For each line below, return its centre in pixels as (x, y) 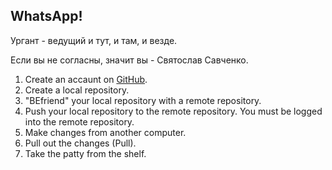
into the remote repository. (79, 121)
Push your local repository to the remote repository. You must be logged (173, 111)
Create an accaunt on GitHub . (86, 79)
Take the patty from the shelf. (85, 153)
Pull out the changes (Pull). (80, 143)
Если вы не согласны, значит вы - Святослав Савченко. (129, 60)
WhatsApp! (46, 16)
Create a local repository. (77, 90)
